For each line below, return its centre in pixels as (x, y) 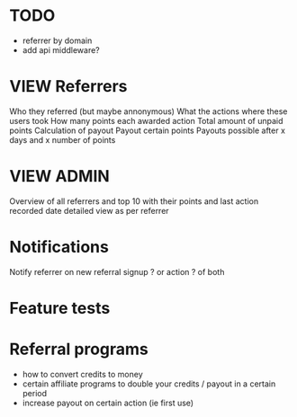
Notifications (59, 247)
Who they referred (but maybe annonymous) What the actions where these (148, 111)
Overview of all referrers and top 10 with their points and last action (134, 201)
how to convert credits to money (83, 374)
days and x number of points (63, 139)
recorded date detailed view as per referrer (89, 210)
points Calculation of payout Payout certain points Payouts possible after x (148, 130)
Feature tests (60, 308)
